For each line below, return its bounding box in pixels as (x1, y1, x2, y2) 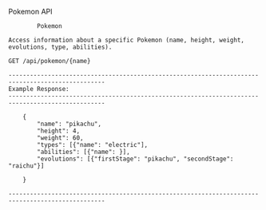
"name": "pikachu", (37, 120, 102, 128)
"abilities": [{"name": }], (37, 148, 130, 156)
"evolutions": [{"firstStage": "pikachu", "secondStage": (37, 155, 234, 163)
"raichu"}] (8, 162, 45, 170)
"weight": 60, (37, 134, 84, 142)
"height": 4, (37, 127, 81, 135)
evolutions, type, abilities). (8, 43, 113, 51)
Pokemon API (8, 7, 54, 16)
